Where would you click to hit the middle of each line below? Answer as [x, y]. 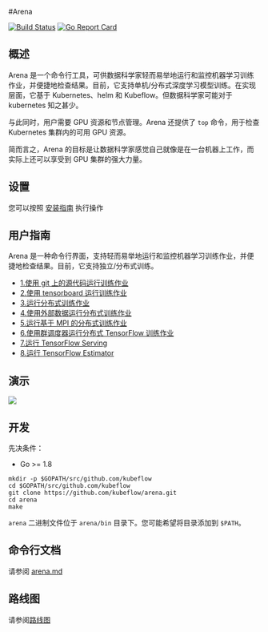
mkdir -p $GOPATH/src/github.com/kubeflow [80, 479]
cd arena [23, 500]
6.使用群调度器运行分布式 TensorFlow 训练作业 [97, 333]
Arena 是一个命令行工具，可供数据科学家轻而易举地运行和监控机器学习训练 [131, 74]
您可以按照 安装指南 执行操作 [56, 207]
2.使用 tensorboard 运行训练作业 [73, 293]
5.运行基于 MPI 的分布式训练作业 [73, 323]
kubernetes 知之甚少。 [46, 105]
